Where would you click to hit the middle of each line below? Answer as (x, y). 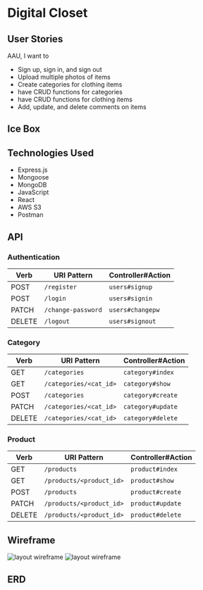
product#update (156, 504)
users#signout (133, 321)
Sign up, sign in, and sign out (60, 69)
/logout (57, 321)
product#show (152, 481)
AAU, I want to (28, 56)
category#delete (150, 418)
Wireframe (31, 540)
